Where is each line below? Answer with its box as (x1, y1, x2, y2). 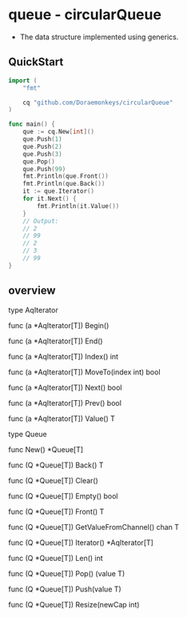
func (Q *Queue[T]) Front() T (8, 507, 105, 516)
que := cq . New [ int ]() (22, 128, 94, 136)
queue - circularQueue (8, 6, 162, 24)
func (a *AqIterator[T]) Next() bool (8, 383, 122, 392)
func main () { (8, 120, 56, 129)
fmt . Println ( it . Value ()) (37, 202, 120, 210)
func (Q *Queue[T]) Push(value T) (8, 584, 121, 594)
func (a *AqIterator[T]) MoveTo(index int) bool (8, 367, 161, 377)
